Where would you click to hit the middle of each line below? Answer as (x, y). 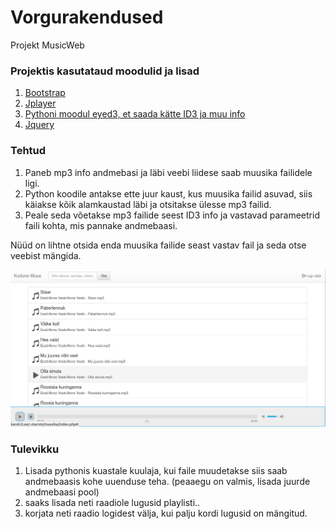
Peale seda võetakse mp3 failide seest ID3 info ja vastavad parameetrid (172, 215)
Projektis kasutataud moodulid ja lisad (105, 71)
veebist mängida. (46, 255)
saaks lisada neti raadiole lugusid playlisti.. (112, 503)
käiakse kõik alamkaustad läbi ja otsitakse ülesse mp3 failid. (148, 204)
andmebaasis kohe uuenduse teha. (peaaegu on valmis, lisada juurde (167, 482)
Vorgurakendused (87, 17)
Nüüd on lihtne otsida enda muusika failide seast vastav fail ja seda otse (158, 245)
